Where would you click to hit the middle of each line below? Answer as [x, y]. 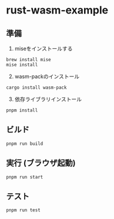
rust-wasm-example [57, 10]
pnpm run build [25, 144]
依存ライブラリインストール [48, 99]
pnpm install [22, 110]
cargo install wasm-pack [36, 87]
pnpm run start [25, 177]
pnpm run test [24, 210]
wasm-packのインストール [47, 76]
